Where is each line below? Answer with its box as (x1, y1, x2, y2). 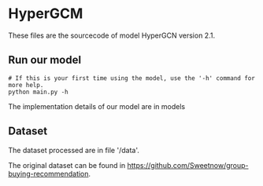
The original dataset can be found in (8, 160, 126, 170)
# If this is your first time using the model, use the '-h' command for (8, 74, 256, 82)
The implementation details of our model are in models (8, 101, 186, 111)
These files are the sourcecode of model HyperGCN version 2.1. (8, 31, 215, 40)
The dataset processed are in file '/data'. (8, 145, 139, 155)
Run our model (8, 53, 81, 67)
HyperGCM (8, 5, 83, 23)
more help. (8, 81, 44, 89)
